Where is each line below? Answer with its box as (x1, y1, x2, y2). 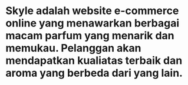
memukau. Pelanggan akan (5, 42, 142, 55)
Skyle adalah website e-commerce (5, 4, 179, 18)
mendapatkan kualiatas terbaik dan (5, 54, 183, 67)
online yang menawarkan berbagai (5, 16, 180, 30)
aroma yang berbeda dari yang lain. (5, 66, 183, 80)
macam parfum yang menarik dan (5, 29, 174, 42)
